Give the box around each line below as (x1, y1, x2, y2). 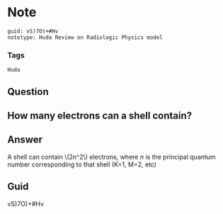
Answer (7, 134, 43, 146)
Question (7, 86, 49, 98)
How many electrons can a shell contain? (7, 110, 193, 122)
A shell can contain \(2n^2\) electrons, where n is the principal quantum (7, 152, 216, 161)
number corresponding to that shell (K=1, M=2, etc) (7, 160, 157, 169)
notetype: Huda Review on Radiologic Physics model (7, 33, 163, 41)
